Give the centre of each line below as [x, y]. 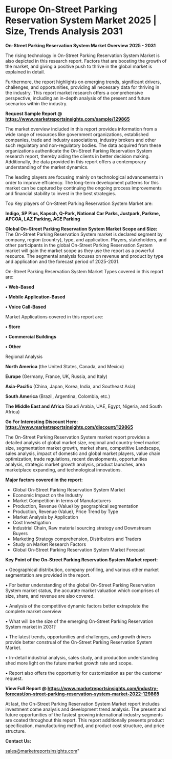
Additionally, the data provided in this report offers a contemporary [76, 162]
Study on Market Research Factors [49, 544]
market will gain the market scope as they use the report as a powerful [80, 251]
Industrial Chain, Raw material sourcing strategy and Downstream [82, 528]
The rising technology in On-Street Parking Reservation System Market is [83, 55]
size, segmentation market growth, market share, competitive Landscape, [83, 448]
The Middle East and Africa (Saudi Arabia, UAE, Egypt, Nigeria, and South [84, 406]
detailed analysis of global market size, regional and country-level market [83, 442]
